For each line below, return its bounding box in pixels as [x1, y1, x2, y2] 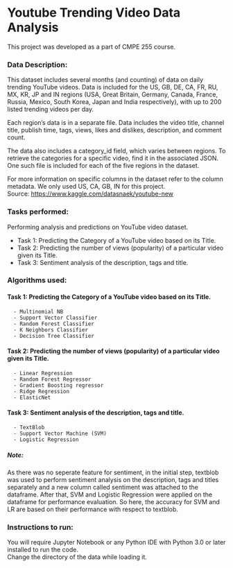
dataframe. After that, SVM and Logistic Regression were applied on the [7, 490, 213, 499]
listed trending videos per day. [7, 105, 94, 114]
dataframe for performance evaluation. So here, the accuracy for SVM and [7, 498, 221, 506]
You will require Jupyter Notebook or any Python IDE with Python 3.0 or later [7, 538, 226, 547]
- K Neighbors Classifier [13, 326, 89, 334]
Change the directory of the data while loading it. [7, 553, 148, 561]
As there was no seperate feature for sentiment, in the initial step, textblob [7, 468, 219, 476]
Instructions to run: [7, 522, 74, 532]
